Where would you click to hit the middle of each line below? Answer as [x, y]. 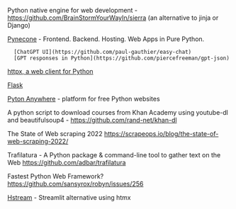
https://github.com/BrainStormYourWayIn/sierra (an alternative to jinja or [113, 18]
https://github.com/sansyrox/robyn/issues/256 [75, 184]
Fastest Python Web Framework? [56, 176]
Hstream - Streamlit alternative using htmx [69, 197]
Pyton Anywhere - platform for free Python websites [84, 99]
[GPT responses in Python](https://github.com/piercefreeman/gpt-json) [122, 58]
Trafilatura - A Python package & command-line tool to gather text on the [114, 155]
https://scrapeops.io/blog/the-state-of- [161, 134]
